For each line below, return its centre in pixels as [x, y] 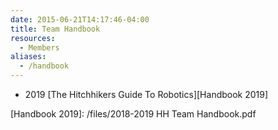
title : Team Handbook [55, 29]
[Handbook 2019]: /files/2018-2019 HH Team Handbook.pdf [133, 114]
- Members [39, 47]
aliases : [28, 57]
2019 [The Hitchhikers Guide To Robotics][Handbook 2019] [146, 94]
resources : [33, 38]
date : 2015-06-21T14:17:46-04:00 [80, 19]
